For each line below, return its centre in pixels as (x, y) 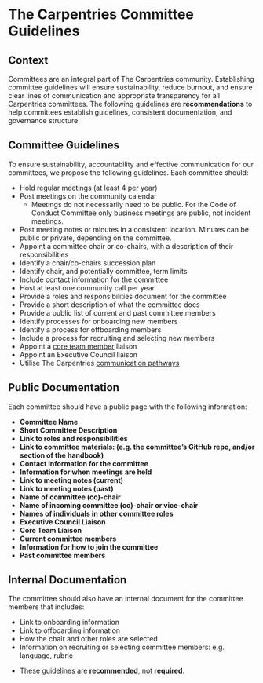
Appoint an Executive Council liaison (79, 354)
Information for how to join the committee (89, 546)
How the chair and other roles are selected (89, 639)
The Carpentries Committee (101, 15)
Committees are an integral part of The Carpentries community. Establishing (131, 79)
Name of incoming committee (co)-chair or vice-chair (109, 505)
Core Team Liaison (51, 530)
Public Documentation (64, 387)
